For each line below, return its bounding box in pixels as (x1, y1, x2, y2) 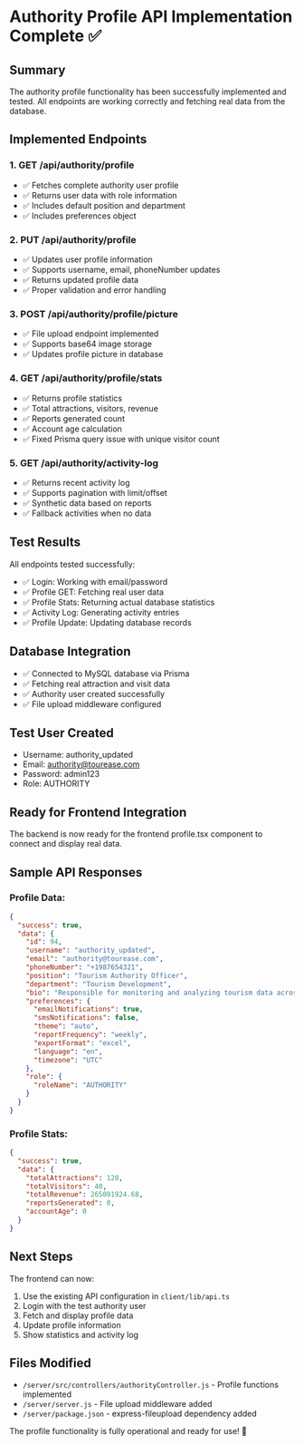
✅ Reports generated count (22, 412, 125, 423)
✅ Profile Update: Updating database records (22, 616, 192, 627)
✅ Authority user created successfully (22, 688, 166, 699)
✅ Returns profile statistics (22, 393, 123, 403)
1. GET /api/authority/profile (9, 159, 135, 171)
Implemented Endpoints (9, 131, 147, 147)
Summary (9, 62, 66, 78)
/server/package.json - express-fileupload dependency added (22, 1408, 258, 1420)
